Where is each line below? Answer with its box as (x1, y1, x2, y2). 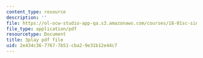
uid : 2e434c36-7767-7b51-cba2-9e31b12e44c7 (6, 43, 118, 49)
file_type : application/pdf (6, 25, 77, 32)
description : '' (6, 14, 47, 21)
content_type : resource (6, 8, 66, 15)
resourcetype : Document (6, 31, 66, 37)
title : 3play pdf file (6, 37, 63, 43)
